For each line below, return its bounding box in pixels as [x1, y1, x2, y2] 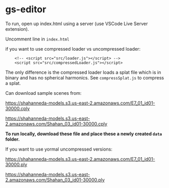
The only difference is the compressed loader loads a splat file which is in [5, 69, 161, 75]
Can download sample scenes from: [5, 90, 82, 96]
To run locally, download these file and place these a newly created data [5, 131, 162, 137]
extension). [5, 26, 29, 32]
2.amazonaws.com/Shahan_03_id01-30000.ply [5, 177, 105, 183]
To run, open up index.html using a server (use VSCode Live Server [5, 20, 148, 27]
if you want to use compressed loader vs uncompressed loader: [5, 46, 141, 52]
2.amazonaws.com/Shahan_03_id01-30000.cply [5, 120, 108, 127]
